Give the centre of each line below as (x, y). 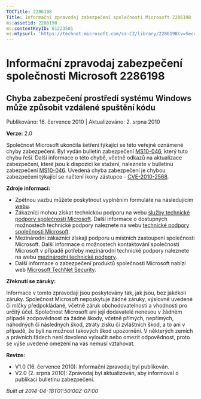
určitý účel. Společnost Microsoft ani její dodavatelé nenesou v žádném (94, 312)
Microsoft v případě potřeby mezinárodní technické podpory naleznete (102, 251)
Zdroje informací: (28, 188)
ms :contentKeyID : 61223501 (40, 28)
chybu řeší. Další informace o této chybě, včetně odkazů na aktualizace (94, 158)
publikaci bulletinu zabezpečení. (54, 379)
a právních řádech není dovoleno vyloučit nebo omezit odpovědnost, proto (98, 337)
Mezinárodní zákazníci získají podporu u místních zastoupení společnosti (105, 238)
